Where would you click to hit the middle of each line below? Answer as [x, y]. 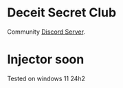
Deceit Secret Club [62, 13]
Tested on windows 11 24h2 [46, 78]
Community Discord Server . [46, 32]
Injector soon [46, 59]
